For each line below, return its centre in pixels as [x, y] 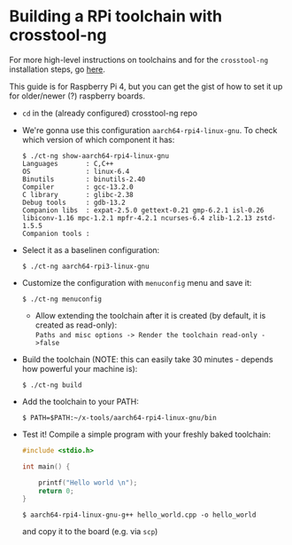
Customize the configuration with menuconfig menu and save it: [137, 282]
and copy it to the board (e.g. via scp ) [90, 532]
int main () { [46, 466]
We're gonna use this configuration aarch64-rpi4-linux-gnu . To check [150, 130]
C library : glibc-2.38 [78, 194]
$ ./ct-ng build [52, 385]
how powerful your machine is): [80, 368]
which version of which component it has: [98, 139]
